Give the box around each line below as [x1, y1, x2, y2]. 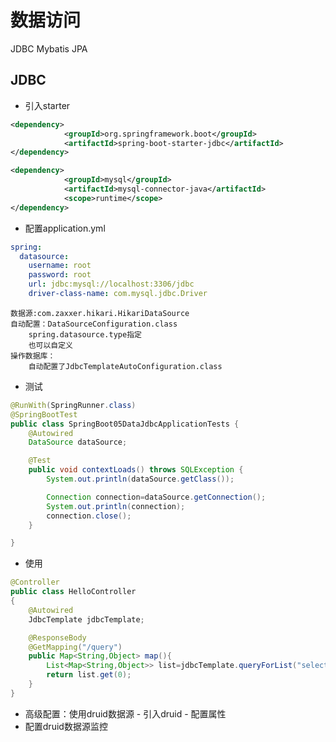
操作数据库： [10, 351, 56, 361]
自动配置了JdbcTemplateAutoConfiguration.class [28, 361, 223, 371]
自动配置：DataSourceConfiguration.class [10, 319, 178, 329]
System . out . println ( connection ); [46, 501, 186, 511]
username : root [28, 261, 92, 271]
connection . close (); [46, 511, 132, 521]
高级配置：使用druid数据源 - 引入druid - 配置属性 [24, 707, 227, 720]
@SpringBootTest [10, 409, 78, 420]
